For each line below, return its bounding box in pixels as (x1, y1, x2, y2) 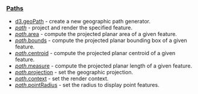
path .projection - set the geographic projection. (14, 69, 134, 76)
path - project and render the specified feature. (14, 24, 133, 31)
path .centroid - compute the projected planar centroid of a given (14, 50, 176, 57)
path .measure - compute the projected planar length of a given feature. (14, 62, 193, 69)
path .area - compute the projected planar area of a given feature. (14, 31, 178, 38)
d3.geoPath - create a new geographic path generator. (14, 18, 150, 25)
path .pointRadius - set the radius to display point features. (14, 81, 159, 89)
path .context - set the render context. (14, 75, 109, 82)
